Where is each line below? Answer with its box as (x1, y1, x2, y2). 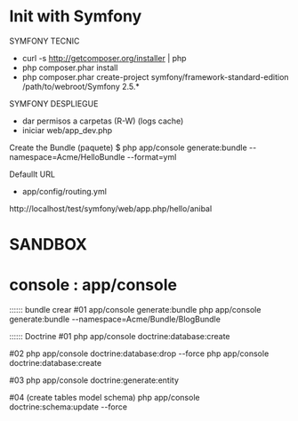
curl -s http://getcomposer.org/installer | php (21, 52, 187, 63)
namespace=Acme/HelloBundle (9, 151, 125, 162)
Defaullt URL (9, 169, 56, 179)
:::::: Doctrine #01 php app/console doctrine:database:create (9, 331, 230, 342)
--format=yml (126, 151, 177, 162)
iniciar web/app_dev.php (21, 124, 113, 135)
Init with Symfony (9, 6, 142, 27)
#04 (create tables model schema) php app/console (9, 393, 200, 403)
